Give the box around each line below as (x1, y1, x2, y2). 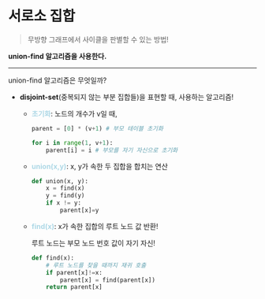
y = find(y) (46, 192, 85, 200)
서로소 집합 (8, 7, 76, 25)
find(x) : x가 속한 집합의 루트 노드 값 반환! (31, 221, 159, 231)
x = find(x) (46, 184, 85, 193)
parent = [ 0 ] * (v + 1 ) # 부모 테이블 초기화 (31, 124, 164, 132)
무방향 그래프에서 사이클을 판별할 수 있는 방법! (27, 35, 170, 44)
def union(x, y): (31, 177, 89, 185)
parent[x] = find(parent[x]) (59, 276, 156, 284)
